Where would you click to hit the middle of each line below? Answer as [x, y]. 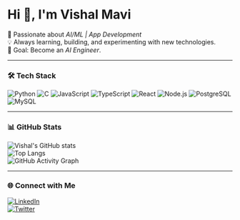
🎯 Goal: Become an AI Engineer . [54, 50]
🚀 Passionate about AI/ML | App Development [75, 34]
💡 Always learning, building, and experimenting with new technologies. [112, 41]
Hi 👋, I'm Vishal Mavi [69, 15]
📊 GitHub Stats [35, 127]
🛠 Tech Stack [32, 76]
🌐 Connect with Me [42, 186]
